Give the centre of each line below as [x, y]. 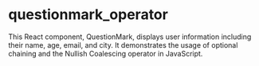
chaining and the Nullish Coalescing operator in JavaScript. [106, 53]
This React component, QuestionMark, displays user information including [130, 37]
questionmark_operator [88, 15]
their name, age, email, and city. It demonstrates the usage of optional [123, 45]
